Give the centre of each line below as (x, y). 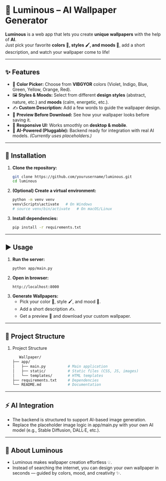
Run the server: (29, 259)
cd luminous (24, 181)
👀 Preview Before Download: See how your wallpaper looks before (81, 114)
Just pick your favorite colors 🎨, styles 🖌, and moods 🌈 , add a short (75, 45)
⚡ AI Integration (30, 405)
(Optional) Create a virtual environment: (54, 191)
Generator (26, 20)
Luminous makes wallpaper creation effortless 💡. (62, 462)
